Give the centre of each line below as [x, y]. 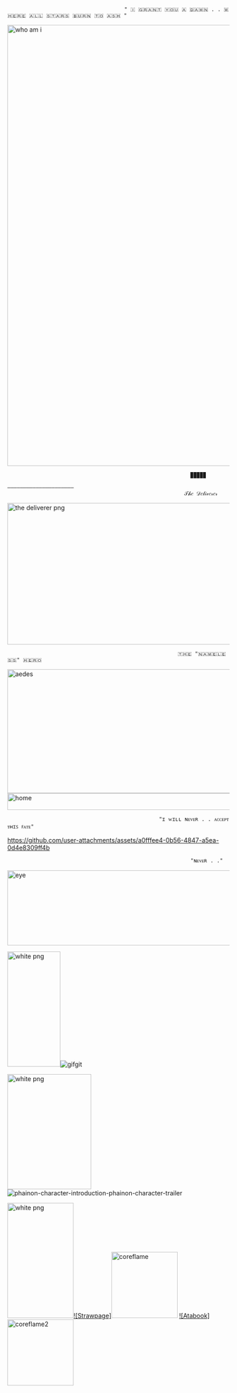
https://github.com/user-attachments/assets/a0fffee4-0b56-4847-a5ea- [113, 840]
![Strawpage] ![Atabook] [142, 1316]
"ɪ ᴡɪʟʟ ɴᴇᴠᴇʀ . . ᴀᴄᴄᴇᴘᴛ [194, 819]
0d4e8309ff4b [29, 848]
